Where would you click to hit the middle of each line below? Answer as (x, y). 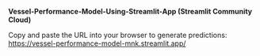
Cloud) (20, 20)
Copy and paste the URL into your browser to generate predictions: (118, 35)
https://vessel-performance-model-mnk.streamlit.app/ (97, 43)
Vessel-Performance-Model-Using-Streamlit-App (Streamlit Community (130, 11)
